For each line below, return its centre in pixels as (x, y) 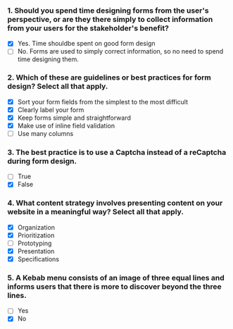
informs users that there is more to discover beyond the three (114, 286)
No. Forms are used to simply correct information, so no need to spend (120, 51)
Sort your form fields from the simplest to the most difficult (103, 101)
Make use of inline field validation (66, 125)
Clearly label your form (51, 110)
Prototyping (34, 243)
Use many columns (45, 133)
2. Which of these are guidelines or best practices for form (109, 77)
